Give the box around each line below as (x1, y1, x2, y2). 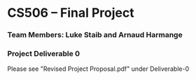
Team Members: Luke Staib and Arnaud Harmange (7, 30, 183, 40)
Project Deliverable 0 (7, 49, 80, 59)
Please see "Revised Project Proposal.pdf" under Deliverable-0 (7, 65, 190, 73)
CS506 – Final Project (7, 5, 134, 21)
